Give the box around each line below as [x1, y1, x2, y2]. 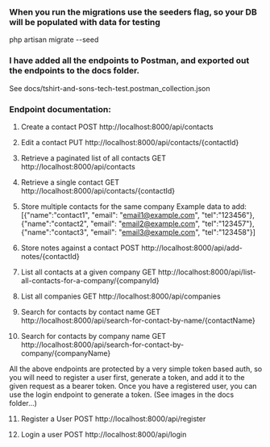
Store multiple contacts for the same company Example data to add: [20, 201, 247, 211]
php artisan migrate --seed [9, 35, 99, 44]
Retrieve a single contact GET [20, 177, 120, 187]
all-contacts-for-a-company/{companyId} [20, 275, 160, 285]
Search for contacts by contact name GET [20, 307, 160, 316]
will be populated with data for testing [9, 16, 160, 27]
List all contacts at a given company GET [20, 267, 156, 277]
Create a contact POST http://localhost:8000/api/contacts [20, 122, 214, 132]
